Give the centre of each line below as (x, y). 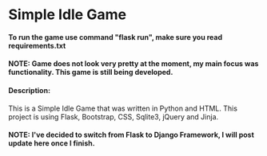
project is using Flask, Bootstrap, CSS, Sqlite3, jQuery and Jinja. (114, 116)
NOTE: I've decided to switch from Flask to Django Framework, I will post (131, 135)
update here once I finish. (52, 143)
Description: (29, 90)
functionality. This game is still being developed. (91, 72)
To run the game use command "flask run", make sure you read (115, 37)
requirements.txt (37, 45)
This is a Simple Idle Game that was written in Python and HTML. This (123, 108)
